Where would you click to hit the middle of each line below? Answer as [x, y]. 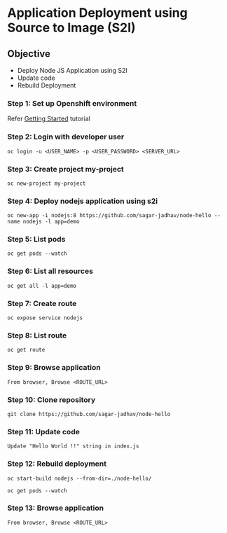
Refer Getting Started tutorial [49, 119]
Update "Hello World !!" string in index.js [73, 446]
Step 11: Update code [44, 431]
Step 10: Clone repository [51, 399]
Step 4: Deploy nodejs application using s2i [83, 201]
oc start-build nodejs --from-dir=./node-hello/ [80, 478]
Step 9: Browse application [54, 368]
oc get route [26, 350]
